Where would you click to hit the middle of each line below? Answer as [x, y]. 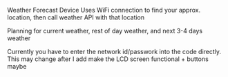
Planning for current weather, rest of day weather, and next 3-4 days [105, 31]
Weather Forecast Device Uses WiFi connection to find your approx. [104, 10]
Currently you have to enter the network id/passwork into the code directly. [114, 52]
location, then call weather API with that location [76, 17]
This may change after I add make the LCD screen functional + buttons [108, 59]
